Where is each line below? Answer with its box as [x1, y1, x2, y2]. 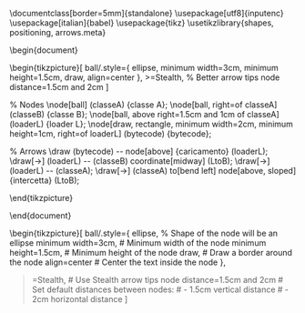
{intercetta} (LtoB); [9, 175, 80, 186]
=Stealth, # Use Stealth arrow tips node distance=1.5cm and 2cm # [31, 275, 284, 285]
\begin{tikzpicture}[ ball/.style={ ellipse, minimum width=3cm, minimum [9, 63, 280, 73]
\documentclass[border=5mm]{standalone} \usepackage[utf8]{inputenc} [9, 8, 284, 18]
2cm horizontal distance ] [31, 294, 128, 304]
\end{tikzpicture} [9, 193, 74, 203]
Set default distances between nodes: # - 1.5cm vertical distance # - [31, 284, 290, 295]
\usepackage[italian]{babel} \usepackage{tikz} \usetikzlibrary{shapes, [9, 17, 275, 28]
